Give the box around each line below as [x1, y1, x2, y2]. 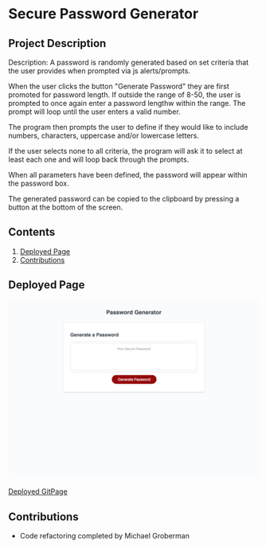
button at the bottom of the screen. [8, 202, 123, 212]
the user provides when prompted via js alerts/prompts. [8, 66, 191, 76]
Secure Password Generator [8, 5, 199, 23]
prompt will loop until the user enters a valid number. [8, 107, 181, 116]
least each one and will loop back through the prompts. [8, 155, 190, 164]
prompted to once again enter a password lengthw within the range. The [8, 99, 246, 108]
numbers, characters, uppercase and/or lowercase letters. [8, 131, 199, 140]
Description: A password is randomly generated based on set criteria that [8, 57, 249, 67]
